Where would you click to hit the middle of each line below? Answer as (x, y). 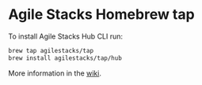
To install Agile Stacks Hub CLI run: (66, 36)
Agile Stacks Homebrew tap (102, 15)
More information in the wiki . (55, 73)
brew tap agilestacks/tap (51, 50)
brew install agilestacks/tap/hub (65, 58)
